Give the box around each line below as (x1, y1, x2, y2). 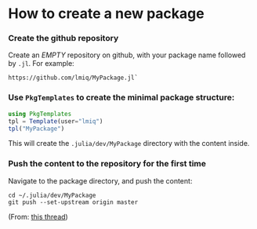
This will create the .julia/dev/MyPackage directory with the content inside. (8, 139, 250, 148)
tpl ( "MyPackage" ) (8, 125, 65, 133)
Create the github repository (8, 33, 119, 44)
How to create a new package (8, 5, 205, 23)
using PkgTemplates (8, 110, 72, 118)
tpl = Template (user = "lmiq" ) (8, 117, 103, 125)
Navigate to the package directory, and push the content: (8, 176, 193, 185)
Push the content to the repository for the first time (8, 158, 206, 169)
